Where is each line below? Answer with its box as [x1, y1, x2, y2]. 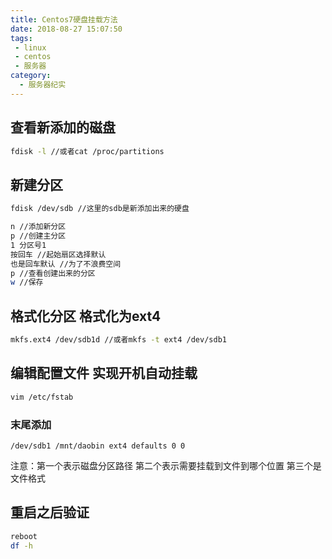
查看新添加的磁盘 [10, 119, 116, 136]
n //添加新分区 [10, 222, 67, 232]
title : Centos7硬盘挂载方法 [10, 14, 118, 25]
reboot [10, 531, 38, 541]
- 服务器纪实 [19, 80, 67, 90]
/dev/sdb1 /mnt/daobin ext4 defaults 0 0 [10, 441, 186, 451]
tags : [10, 33, 33, 43]
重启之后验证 [10, 504, 90, 521]
